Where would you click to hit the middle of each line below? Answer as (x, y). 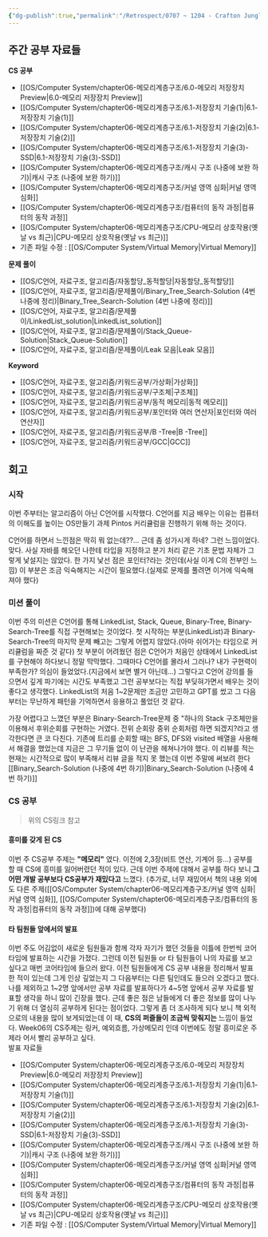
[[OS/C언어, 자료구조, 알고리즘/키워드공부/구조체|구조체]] (109, 392)
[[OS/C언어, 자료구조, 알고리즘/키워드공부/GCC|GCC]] (105, 442)
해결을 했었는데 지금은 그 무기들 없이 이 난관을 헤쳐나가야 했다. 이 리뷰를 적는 (136, 748)
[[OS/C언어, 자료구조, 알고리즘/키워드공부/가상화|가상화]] (109, 382)
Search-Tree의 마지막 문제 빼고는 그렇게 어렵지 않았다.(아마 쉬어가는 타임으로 (129, 642)
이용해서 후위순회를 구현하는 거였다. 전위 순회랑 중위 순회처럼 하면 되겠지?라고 (129, 728)
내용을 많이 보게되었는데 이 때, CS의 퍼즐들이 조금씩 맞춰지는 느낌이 (134, 1018)
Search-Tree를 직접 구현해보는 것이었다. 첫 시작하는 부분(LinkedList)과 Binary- (132, 632)
